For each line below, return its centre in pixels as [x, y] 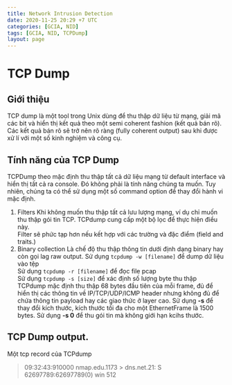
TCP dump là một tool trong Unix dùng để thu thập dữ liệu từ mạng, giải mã [114, 116]
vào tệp [28, 264]
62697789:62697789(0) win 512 [70, 375]
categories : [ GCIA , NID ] [43, 26]
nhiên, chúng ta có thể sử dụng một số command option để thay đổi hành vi [115, 191]
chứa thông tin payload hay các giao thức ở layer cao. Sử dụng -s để [115, 300]
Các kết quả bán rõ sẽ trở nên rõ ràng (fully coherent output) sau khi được [113, 131]
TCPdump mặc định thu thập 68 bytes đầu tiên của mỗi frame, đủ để [115, 286]
